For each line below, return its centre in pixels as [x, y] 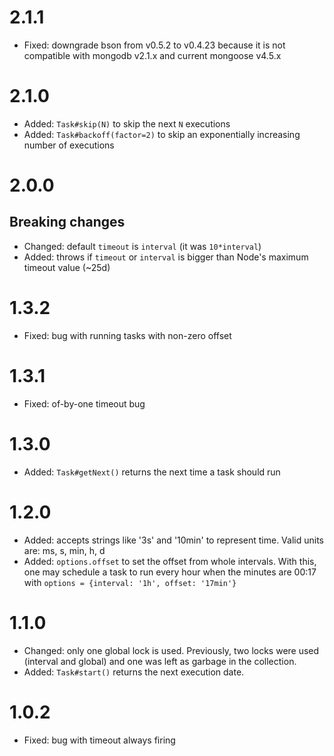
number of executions [69, 145]
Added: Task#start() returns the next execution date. [134, 672]
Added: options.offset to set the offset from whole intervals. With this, [170, 561]
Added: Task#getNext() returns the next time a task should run [152, 472]
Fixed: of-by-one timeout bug [84, 403]
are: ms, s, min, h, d [64, 550]
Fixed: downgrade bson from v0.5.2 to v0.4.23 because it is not [154, 45]
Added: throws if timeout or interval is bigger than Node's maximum [166, 257]
